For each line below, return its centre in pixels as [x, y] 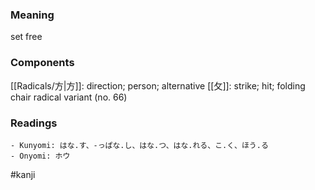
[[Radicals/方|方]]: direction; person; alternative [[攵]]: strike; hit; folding [158, 85]
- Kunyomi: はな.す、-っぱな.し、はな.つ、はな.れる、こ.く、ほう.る [139, 145]
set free [26, 37]
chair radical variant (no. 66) [69, 97]
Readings [34, 123]
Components [42, 63]
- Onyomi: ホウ [40, 156]
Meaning [32, 15]
